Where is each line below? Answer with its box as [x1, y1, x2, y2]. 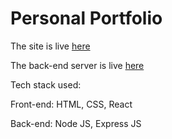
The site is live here [10, 40, 91, 52]
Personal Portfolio [10, 7, 163, 30]
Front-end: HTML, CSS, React [10, 98, 133, 110]
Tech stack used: [10, 78, 82, 91]
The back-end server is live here [10, 59, 145, 71]
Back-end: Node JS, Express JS [10, 117, 142, 129]
